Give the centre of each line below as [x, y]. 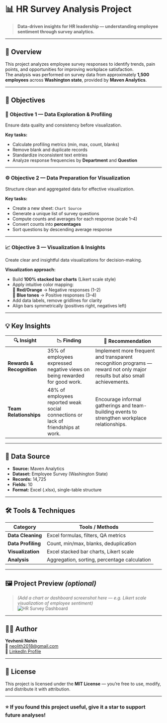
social [54, 409]
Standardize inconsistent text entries [50, 155]
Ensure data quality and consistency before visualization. [64, 125]
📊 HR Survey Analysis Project [68, 9]
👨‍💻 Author [21, 629]
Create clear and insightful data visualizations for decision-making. [74, 260]
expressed [60, 363]
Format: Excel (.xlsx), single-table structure [57, 490]
